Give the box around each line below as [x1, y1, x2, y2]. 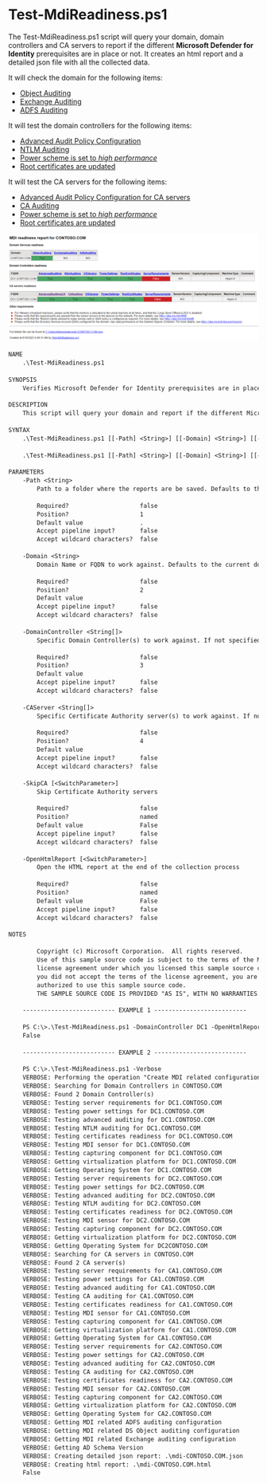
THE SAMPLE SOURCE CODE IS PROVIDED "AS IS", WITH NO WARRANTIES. [37, 989, 261, 997]
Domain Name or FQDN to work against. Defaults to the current [37, 561, 250, 568]
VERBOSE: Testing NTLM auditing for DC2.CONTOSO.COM [22, 1200, 201, 1208]
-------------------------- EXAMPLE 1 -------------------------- [22, 1006, 247, 1014]
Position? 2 [37, 586, 145, 594]
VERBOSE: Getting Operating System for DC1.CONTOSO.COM [22, 1166, 212, 1174]
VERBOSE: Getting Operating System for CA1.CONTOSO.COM [22, 1334, 212, 1343]
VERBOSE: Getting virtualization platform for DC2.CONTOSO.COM [22, 1233, 237, 1241]
